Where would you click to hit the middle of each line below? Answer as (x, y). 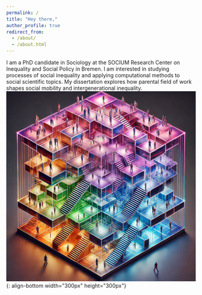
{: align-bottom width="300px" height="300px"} (66, 286)
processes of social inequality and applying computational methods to (93, 75)
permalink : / (23, 13)
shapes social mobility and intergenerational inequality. (74, 88)
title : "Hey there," (32, 19)
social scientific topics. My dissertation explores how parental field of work (99, 82)
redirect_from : (25, 32)
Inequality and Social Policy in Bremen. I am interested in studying (88, 69)
